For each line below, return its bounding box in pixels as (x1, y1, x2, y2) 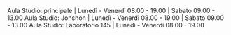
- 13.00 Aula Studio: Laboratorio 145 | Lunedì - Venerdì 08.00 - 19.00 (7, 21, 204, 29)
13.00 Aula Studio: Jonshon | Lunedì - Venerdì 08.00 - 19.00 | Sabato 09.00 (7, 14, 224, 22)
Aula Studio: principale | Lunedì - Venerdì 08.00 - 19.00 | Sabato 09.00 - (7, 7, 216, 14)
